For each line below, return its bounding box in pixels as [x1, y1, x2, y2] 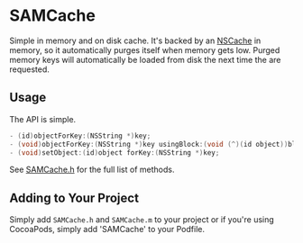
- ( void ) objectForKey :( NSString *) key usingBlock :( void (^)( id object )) [9, 139, 289, 148]
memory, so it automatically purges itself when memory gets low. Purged [9, 44, 280, 55]
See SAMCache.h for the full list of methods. [9, 164, 175, 175]
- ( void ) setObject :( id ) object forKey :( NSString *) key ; [9, 148, 220, 157]
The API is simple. [9, 113, 77, 124]
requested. [9, 64, 50, 75]
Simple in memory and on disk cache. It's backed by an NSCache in [9, 35, 262, 46]
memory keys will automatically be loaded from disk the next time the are [9, 54, 281, 65]
